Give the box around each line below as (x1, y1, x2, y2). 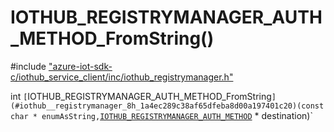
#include (10, 60, 47, 72)
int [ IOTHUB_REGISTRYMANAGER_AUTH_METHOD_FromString (10, 90, 272, 102)
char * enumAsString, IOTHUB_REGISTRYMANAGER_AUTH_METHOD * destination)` (10, 109, 313, 121)
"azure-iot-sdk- (48, 60, 113, 72)
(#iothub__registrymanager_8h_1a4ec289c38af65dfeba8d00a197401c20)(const (10, 101, 325, 111)
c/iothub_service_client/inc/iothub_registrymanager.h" (10, 71, 234, 83)
